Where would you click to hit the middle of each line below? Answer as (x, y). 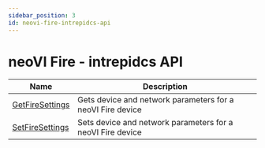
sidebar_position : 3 (42, 15)
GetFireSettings (41, 105)
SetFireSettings (41, 128)
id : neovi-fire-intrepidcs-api (60, 23)
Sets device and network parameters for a (155, 123)
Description (165, 87)
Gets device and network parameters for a (156, 100)
